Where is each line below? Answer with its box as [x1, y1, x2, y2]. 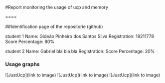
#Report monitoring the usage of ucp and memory [5, 4, 109, 10]
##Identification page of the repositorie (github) [5, 23, 103, 29]
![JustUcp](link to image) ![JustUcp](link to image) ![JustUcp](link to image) [5, 72, 161, 78]
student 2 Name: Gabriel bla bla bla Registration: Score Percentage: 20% [5, 48, 155, 54]
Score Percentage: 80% [5, 38, 55, 44]
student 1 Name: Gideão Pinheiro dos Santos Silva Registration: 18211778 [5, 33, 155, 39]
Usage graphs [5, 60, 40, 67]
